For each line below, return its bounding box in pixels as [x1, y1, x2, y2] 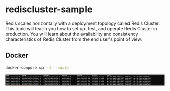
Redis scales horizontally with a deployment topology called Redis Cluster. [5, 20, 160, 26]
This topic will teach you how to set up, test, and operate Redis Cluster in [5, 25, 157, 31]
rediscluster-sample [5, 4, 93, 15]
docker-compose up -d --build [5, 65, 69, 70]
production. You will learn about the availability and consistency [5, 31, 138, 37]
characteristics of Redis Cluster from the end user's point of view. [5, 36, 142, 42]
